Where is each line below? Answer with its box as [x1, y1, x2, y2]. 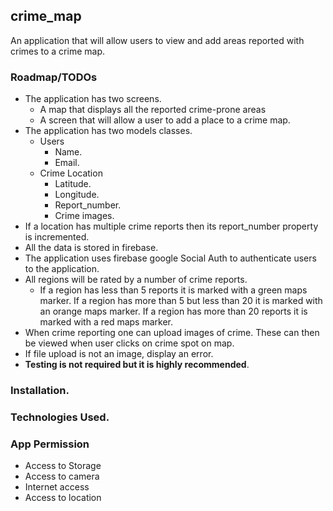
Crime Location [39, 167, 103, 179]
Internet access [24, 481, 90, 493]
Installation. [10, 384, 70, 398]
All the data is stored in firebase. [24, 242, 159, 254]
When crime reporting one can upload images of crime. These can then [24, 327, 320, 339]
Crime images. [54, 210, 115, 222]
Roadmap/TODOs [10, 70, 98, 84]
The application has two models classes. [24, 125, 193, 137]
